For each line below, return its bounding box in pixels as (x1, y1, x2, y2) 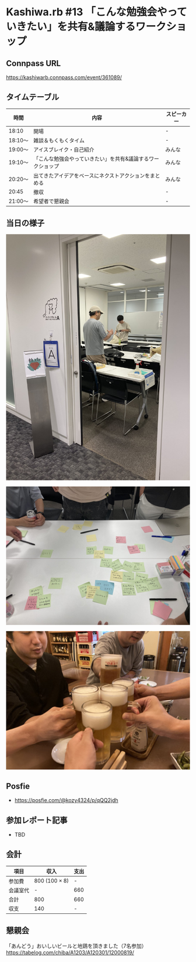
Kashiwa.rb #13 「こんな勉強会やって (6, 5, 188, 19)
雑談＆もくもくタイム (33, 137, 85, 144)
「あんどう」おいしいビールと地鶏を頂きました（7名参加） (6, 942, 147, 949)
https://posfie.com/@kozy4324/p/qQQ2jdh (14, 797, 118, 804)
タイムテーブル (6, 92, 60, 103)
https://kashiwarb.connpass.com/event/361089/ (6, 74, 123, 81)
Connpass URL (6, 58, 61, 68)
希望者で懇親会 (33, 197, 70, 205)
